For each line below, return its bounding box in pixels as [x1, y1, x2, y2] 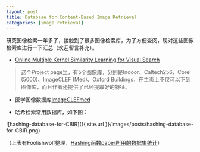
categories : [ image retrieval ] [6, 20, 84, 26]
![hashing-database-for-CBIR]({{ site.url [6, 120, 104, 128]
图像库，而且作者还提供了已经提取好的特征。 [20, 83, 131, 91]
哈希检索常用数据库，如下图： [14, 108, 88, 116]
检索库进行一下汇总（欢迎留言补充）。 [6, 44, 98, 51]
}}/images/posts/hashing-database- [105, 120, 194, 128]
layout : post [6, 8, 39, 15]
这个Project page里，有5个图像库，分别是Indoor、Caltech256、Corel [20, 69, 191, 76]
